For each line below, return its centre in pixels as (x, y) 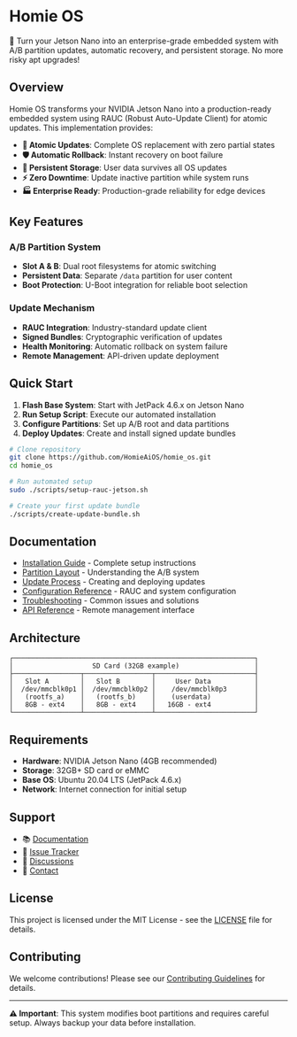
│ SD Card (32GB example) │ (134, 666)
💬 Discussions (48, 861)
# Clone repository (45, 449)
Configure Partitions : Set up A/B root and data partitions (126, 423)
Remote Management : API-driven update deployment (120, 355)
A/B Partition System (55, 247)
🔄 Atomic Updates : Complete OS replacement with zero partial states (148, 144)
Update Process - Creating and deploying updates (114, 582)
